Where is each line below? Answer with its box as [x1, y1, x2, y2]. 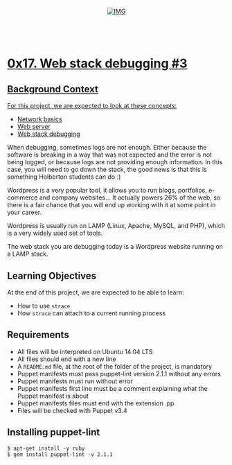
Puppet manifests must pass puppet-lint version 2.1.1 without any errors [17, 369, 222, 378]
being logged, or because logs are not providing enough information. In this [7, 158, 223, 166]
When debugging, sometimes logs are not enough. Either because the [7, 143, 207, 152]
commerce [7, 193, 38, 202]
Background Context [7, 83, 98, 95]
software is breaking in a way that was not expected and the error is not [7, 150, 213, 159]
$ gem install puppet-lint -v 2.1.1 [7, 450, 113, 458]
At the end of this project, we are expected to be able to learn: [7, 288, 185, 297]
